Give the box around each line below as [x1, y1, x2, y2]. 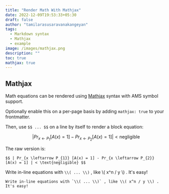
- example [10, 41, 31, 46]
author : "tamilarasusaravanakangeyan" [5, 22, 88, 27]
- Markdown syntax [10, 31, 50, 37]
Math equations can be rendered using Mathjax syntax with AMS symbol [5, 93, 159, 99]
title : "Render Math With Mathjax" [5, 7, 81, 13]
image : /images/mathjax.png [5, 46, 66, 51]
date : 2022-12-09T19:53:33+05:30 [5, 12, 77, 17]
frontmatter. [5, 114, 31, 120]
